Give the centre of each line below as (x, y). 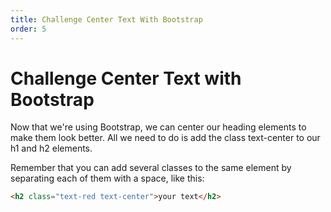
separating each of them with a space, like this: (107, 178)
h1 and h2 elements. (51, 148)
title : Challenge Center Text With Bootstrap (106, 19)
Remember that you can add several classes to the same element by (151, 168)
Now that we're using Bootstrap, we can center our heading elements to (158, 127)
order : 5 (28, 29)
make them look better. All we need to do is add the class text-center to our (165, 138)
